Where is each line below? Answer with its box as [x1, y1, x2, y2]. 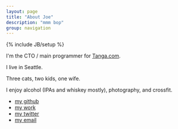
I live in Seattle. [6, 64, 43, 71]
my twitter [14, 110, 39, 117]
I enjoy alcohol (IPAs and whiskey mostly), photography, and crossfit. [6, 86, 173, 94]
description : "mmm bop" [6, 19, 64, 25]
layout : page [6, 8, 38, 15]
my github [14, 98, 39, 105]
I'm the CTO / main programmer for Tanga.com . [6, 52, 121, 59]
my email [14, 117, 37, 124]
